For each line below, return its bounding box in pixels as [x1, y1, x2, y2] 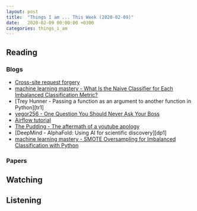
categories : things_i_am [6, 25, 68, 32]
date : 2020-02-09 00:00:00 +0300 [6, 20, 94, 26]
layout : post [6, 8, 39, 15]
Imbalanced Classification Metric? [14, 91, 98, 98]
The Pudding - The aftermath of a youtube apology [14, 122, 140, 130]
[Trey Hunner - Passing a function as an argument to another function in [14, 97, 192, 105]
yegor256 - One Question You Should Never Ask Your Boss [14, 110, 160, 117]
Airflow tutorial [14, 116, 52, 124]
